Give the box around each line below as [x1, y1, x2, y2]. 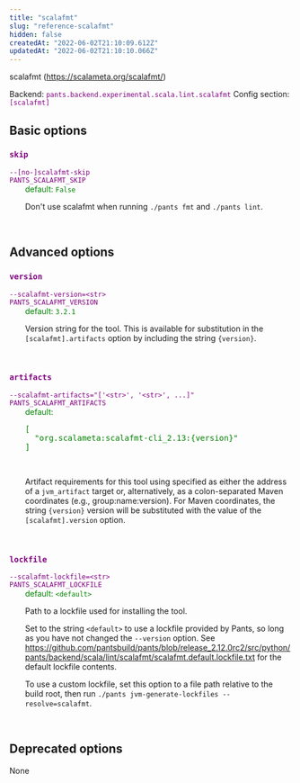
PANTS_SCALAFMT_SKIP [9, 175, 87, 184]
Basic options [9, 122, 88, 138]
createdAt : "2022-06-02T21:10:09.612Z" [9, 38, 159, 48]
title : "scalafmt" [9, 13, 78, 22]
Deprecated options [9, 742, 123, 757]
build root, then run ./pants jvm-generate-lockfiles [25, 688, 219, 699]
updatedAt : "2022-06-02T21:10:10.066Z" [9, 47, 159, 56]
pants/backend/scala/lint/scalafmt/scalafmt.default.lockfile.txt [25, 652, 256, 662]
